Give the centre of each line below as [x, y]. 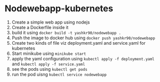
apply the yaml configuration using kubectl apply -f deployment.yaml [83, 58]
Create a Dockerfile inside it [40, 27]
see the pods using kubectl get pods [49, 69]
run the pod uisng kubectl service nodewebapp [59, 74]
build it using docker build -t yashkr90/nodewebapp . [66, 32]
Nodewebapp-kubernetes [59, 9]
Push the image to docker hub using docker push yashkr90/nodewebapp [83, 38]
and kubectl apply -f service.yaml [48, 64]
